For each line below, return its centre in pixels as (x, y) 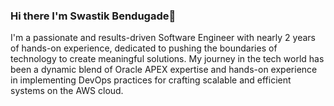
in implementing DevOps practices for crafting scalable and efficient (151, 80)
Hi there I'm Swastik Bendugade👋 (93, 16)
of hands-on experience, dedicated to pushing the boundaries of (144, 48)
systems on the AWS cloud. (67, 91)
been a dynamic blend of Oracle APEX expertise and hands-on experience (164, 70)
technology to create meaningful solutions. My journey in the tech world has (167, 59)
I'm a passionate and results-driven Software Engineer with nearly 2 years (163, 38)
